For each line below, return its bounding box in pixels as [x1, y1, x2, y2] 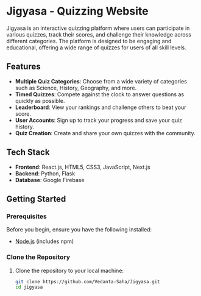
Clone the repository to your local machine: [15, 267, 124, 274]
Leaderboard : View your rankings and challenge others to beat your [15, 104, 186, 111]
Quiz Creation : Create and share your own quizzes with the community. [15, 129, 196, 136]
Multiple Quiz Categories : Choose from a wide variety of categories [15, 77, 188, 85]
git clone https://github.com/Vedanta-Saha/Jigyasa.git [15, 278, 160, 284]
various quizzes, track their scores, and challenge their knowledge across [6, 30, 192, 38]
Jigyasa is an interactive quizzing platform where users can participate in [6, 24, 190, 32]
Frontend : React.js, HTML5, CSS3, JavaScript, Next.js [15, 163, 150, 171]
